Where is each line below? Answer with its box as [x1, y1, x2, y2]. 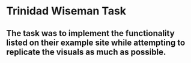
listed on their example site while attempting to [6, 37, 186, 47]
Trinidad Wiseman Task [6, 4, 127, 18]
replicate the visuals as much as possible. [6, 47, 166, 57]
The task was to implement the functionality [6, 28, 175, 38]
